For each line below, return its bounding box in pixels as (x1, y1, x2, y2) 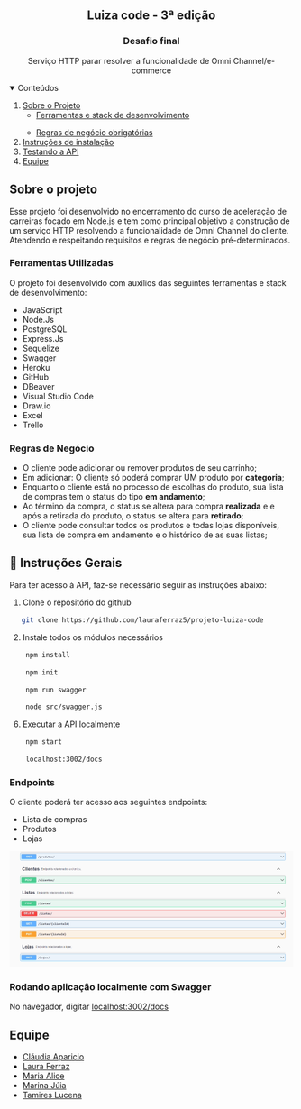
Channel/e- (233, 55, 276, 66)
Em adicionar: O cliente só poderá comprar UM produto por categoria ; (22, 472, 285, 483)
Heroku (22, 362, 50, 372)
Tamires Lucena (22, 1090, 83, 1101)
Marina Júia (22, 1080, 67, 1091)
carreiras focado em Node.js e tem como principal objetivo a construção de (9, 215, 290, 226)
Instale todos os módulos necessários (22, 631, 164, 643)
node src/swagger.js (25, 702, 103, 711)
